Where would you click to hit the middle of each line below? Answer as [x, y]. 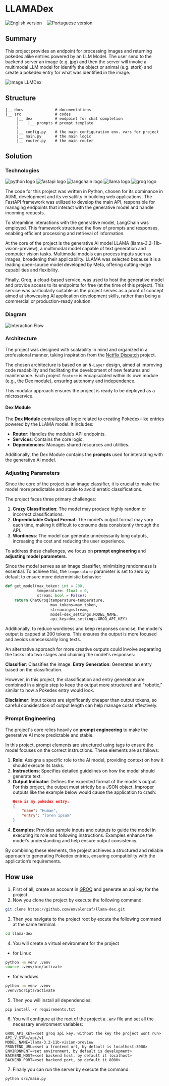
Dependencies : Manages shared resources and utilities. [71, 445]
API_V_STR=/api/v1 [24, 1038]
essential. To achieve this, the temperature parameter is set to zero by [77, 571]
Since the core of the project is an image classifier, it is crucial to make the [82, 484]
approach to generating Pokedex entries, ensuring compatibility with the [80, 856]
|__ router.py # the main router [55, 141]
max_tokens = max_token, [74, 605]
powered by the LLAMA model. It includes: [49, 424]
